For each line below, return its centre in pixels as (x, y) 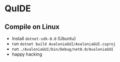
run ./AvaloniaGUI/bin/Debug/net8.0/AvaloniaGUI (62, 49)
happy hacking (27, 54)
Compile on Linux (32, 27)
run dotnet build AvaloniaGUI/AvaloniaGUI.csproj (64, 44)
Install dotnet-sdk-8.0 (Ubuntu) (44, 38)
